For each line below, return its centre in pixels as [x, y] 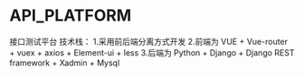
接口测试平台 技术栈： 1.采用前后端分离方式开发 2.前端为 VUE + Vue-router [148, 41]
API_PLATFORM [71, 16]
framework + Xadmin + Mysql [65, 63]
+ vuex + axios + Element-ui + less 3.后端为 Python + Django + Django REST [152, 52]
